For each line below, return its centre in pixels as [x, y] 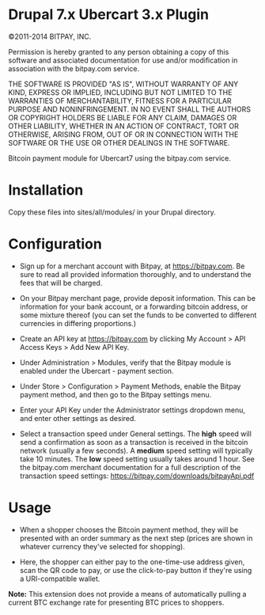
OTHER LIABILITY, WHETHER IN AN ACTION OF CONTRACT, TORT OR [123, 126]
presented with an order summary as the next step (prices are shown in [136, 538]
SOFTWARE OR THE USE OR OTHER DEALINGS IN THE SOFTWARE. [119, 142]
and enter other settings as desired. [78, 418]
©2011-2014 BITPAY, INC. [50, 36]
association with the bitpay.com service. [74, 68]
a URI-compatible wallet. [60, 579]
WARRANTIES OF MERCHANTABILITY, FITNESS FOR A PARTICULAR [120, 101]
